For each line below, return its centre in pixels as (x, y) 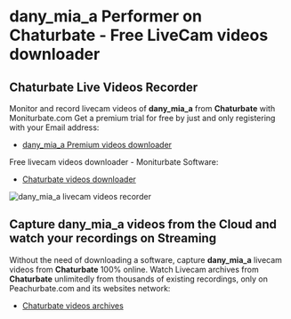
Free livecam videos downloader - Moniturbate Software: (114, 162)
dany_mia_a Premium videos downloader (97, 145)
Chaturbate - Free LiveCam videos (139, 35)
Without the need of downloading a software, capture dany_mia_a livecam (146, 259)
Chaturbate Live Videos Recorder (104, 87)
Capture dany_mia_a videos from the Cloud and (143, 225)
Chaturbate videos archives (73, 306)
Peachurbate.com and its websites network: (90, 288)
